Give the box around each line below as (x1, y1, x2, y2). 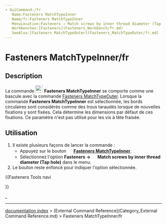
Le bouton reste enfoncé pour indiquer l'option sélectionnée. (12, 164, 137, 170)
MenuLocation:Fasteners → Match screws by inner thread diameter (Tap (11, 21, 162, 26)
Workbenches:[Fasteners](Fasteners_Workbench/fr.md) (11, 26, 123, 31)
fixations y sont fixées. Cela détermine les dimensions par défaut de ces (5, 109, 153, 115)
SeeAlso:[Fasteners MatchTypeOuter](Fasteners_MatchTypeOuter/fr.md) (11, 30, 159, 35)
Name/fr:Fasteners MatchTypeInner (11, 16, 83, 21)
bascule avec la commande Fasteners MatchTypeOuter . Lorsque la (5, 93, 142, 99)
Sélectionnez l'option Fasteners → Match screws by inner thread (19, 154, 161, 160)
